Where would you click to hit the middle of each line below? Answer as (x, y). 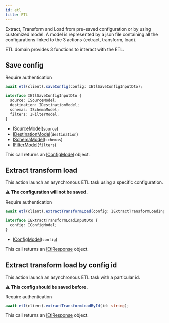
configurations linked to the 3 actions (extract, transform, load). (71, 40)
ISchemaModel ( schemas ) (37, 140)
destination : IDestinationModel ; (45, 105)
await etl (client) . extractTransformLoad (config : (57, 211)
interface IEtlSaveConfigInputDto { (44, 96)
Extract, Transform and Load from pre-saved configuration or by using (78, 29)
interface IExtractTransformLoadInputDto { (52, 220)
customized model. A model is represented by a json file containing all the (82, 34)
